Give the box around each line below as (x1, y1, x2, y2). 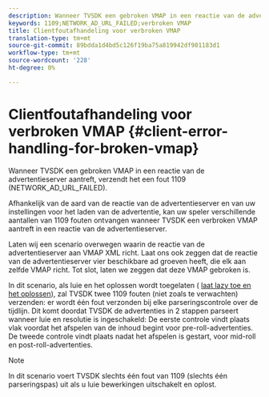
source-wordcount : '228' (8, 57, 91, 65)
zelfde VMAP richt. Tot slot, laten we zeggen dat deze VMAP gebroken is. (8, 265, 251, 275)
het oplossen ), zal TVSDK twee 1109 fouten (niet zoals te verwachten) (8, 289, 239, 299)
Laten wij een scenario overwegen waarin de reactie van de (8, 239, 206, 249)
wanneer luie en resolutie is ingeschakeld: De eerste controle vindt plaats (8, 314, 251, 324)
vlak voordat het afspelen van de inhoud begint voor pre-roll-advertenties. (8, 323, 254, 332)
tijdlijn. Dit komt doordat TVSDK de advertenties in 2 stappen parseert (8, 306, 239, 315)
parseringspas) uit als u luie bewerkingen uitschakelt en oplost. (8, 379, 217, 389)
